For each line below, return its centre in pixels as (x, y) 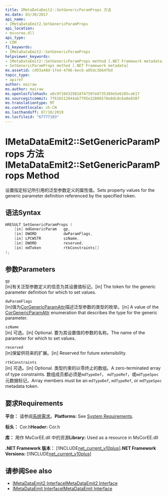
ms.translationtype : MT (30, 103)
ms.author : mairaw (24, 89)
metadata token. (22, 386)
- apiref (14, 80)
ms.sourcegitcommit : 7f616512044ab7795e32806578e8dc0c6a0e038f (72, 98)
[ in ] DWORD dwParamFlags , (53, 234)
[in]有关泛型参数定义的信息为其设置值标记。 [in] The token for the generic (80, 287)
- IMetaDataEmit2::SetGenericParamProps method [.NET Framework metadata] (85, 61)
